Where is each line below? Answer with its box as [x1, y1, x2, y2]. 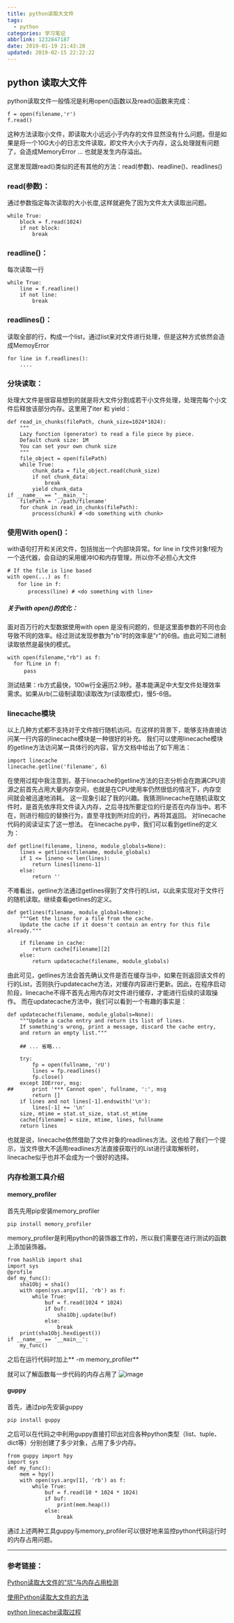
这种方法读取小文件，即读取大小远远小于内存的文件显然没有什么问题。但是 [7, 130, 221, 138]
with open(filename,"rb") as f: [7, 654, 101, 661]
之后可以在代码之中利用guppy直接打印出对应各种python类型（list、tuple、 [7, 1430, 221, 1438]
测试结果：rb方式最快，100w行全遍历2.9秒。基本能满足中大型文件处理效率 [7, 681, 221, 689]
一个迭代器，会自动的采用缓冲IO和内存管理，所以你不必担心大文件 [7, 553, 197, 562]
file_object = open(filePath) [19, 455, 108, 462]
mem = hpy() [19, 1471, 54, 1478]
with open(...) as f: [7, 573, 70, 580]
